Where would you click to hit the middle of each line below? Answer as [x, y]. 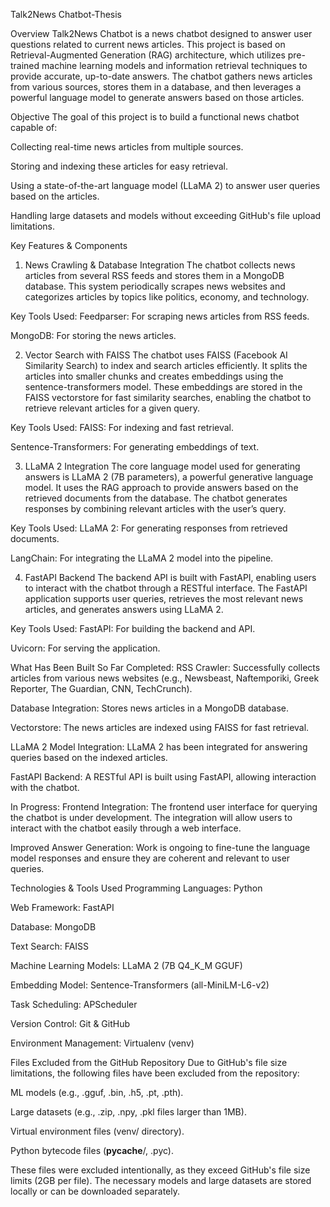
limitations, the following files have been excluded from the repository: [155, 1073]
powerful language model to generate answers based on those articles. [157, 97]
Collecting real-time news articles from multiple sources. [127, 147]
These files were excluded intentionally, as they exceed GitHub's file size [160, 1170]
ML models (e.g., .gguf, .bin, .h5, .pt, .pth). [97, 1092]
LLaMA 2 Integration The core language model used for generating [162, 466]
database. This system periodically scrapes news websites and [155, 286]
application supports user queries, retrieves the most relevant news [164, 598]
